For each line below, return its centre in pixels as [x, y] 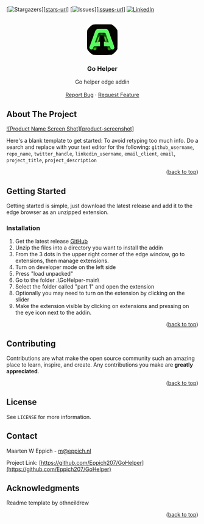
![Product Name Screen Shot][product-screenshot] [70, 129]
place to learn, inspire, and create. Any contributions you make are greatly [100, 365]
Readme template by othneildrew [48, 503]
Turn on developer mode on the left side [65, 267]
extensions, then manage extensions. [62, 261]
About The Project [42, 114]
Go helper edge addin [102, 82]
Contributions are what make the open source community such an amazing [100, 358]
